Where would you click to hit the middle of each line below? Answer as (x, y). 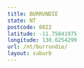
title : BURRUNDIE (33, 14)
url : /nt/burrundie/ (38, 47)
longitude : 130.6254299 (42, 40)
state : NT (22, 21)
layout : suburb (30, 54)
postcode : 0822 (30, 27)
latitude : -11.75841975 (42, 34)
